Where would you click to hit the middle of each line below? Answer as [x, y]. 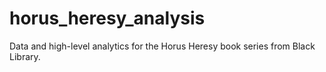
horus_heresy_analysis [107, 18]
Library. [25, 56]
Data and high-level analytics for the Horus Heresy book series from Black [162, 46]
